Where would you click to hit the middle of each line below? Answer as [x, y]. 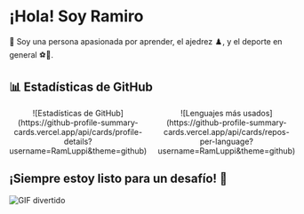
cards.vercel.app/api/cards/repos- [227, 131]
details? [78, 141]
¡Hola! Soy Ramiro [76, 16]
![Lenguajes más [211, 113]
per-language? [226, 141]
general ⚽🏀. [32, 54]
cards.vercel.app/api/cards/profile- [78, 131]
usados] [258, 113]
